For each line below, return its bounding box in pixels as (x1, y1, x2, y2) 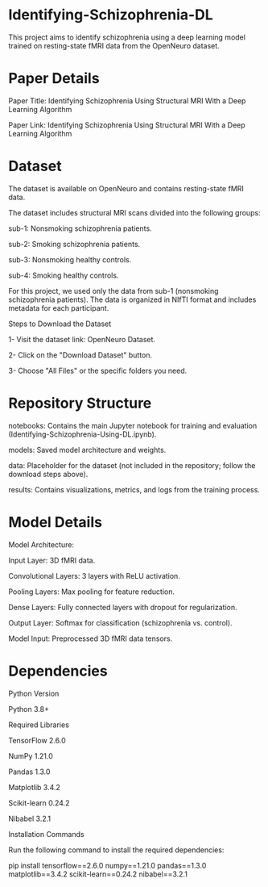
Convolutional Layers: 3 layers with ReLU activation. (8, 571, 181, 580)
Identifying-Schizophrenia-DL (8, 6, 213, 24)
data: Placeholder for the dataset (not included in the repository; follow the (8, 460, 256, 470)
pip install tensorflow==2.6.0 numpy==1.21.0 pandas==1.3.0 (8, 860, 207, 870)
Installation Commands (8, 829, 85, 839)
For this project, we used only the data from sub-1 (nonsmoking (8, 286, 219, 295)
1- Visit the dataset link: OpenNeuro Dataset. (8, 334, 155, 344)
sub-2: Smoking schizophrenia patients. (8, 239, 141, 249)
